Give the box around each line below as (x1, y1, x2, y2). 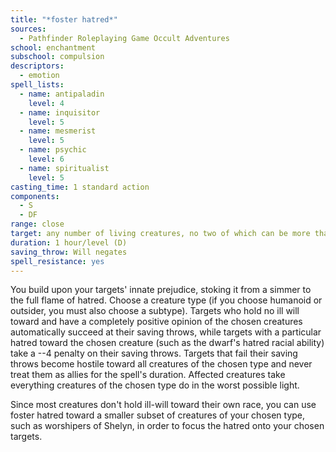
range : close (10, 219, 65, 230)
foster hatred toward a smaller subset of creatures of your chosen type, (10, 409, 306, 421)
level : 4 (28, 98, 65, 108)
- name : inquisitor (19, 107, 101, 118)
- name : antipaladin (19, 89, 105, 99)
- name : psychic (19, 145, 87, 155)
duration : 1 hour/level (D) (10, 237, 128, 248)
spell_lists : (10, 80, 65, 90)
